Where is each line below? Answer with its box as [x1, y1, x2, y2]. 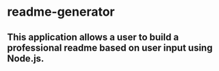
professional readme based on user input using [7, 42, 213, 53]
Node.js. [7, 53, 44, 64]
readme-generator [7, 4, 115, 20]
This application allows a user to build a [7, 31, 179, 43]
